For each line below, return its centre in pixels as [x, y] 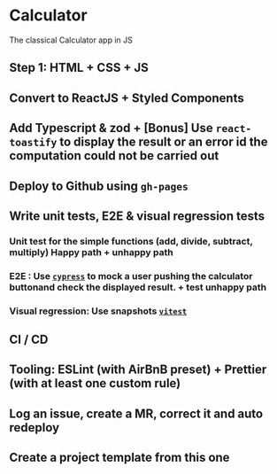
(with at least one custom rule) [95, 383]
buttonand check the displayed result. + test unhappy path [138, 287]
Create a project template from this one [119, 458]
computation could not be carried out [114, 156]
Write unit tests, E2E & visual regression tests [137, 216]
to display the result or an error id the [163, 142]
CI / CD [29, 340]
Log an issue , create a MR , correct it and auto [136, 413]
